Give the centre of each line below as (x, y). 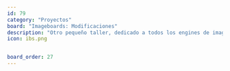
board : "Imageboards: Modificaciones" (62, 26)
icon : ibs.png (27, 39)
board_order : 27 (30, 57)
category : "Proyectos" (39, 20)
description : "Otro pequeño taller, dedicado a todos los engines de (108, 32)
